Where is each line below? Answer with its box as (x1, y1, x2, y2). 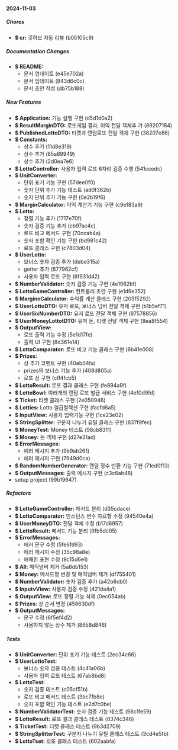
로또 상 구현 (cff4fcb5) (23, 374, 77, 382)
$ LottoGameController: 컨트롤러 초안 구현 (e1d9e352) (14, 287, 146, 294)
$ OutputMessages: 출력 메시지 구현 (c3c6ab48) (14, 469, 133, 476)
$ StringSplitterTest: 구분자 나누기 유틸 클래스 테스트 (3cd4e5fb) (14, 730, 169, 738)
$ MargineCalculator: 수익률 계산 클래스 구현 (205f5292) (14, 295, 151, 302)
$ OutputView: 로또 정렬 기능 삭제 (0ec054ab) (14, 593, 126, 600)
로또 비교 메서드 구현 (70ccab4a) (23, 229, 101, 236)
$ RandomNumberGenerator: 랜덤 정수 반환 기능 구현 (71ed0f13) (14, 462, 170, 469)
